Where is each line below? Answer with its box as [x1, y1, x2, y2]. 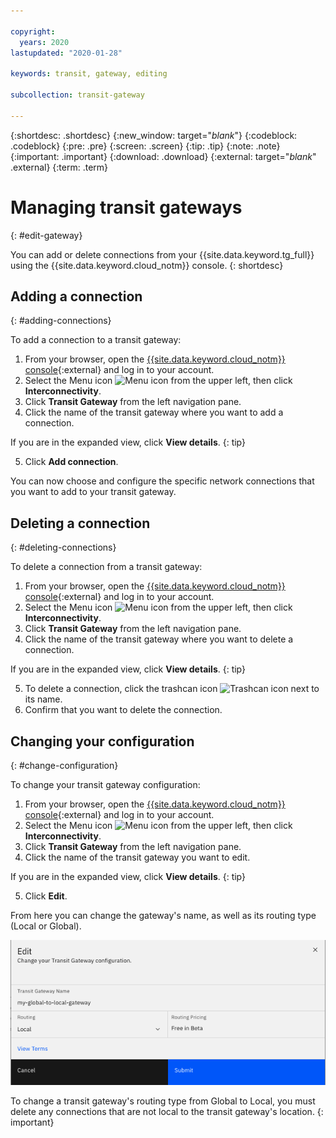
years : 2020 [19, 37, 70, 47]
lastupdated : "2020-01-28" [10, 48, 123, 58]
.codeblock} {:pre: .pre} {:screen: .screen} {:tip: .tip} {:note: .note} [10, 140, 281, 152]
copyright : [10, 26, 56, 37]
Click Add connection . [24, 456, 119, 468]
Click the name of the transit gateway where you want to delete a [24, 633, 294, 645]
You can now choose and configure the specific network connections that [10, 475, 315, 487]
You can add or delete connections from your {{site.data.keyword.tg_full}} [10, 248, 315, 260]
